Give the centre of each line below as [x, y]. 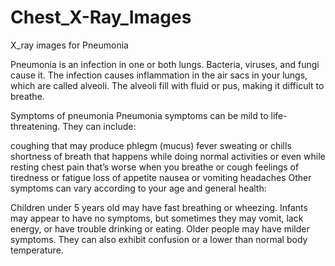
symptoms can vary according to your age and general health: [138, 188]
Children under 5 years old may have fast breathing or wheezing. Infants [159, 207]
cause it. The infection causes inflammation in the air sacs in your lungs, [159, 75]
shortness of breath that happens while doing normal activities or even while [168, 156]
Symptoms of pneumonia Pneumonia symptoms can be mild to [139, 115]
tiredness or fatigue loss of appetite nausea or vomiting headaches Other [161, 177]
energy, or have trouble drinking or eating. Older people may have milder [160, 228]
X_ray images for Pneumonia [69, 45]
